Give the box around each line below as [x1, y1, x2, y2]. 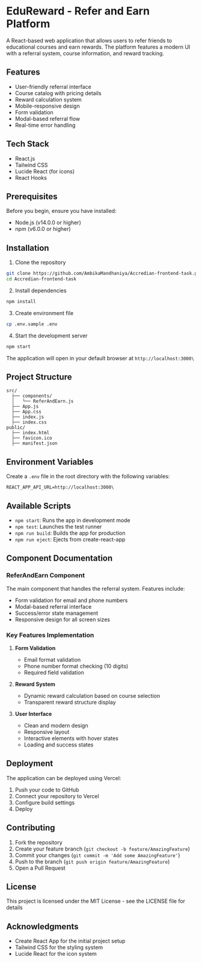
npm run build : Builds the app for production [14, 529, 126, 537]
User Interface [14, 710, 52, 717]
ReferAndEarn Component [6, 571, 85, 580]
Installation [6, 242, 49, 253]
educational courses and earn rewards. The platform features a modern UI [6, 43, 191, 51]
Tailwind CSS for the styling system [14, 944, 103, 951]
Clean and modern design [23, 722, 88, 729]
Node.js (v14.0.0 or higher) [14, 219, 81, 226]
